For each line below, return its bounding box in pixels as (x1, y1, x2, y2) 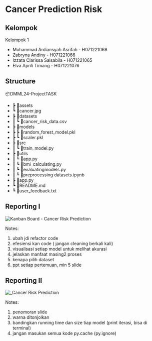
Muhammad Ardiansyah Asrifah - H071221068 (12, 47, 107, 52)
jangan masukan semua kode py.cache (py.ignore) (12, 330, 116, 336)
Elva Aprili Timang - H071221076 (12, 63, 80, 68)
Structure (5, 77, 36, 86)
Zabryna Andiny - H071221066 (12, 52, 76, 58)
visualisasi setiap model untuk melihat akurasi (12, 246, 107, 252)
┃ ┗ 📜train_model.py (12, 145, 54, 151)
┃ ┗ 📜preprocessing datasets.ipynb (12, 172, 85, 178)
